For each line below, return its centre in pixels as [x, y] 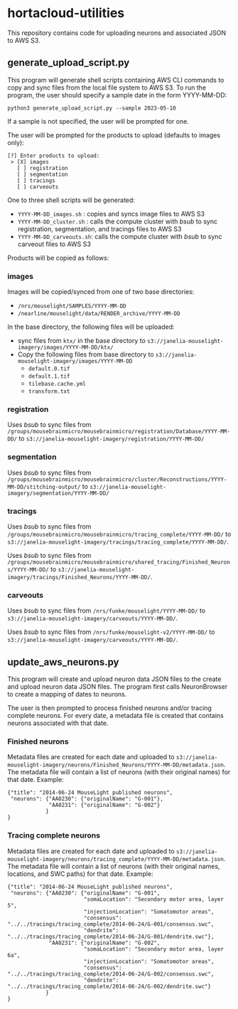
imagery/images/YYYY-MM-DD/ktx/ [65, 348]
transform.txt [49, 392]
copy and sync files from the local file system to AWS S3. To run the [107, 88]
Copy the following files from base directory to [86, 354]
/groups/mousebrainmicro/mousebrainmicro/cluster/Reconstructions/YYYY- [117, 479]
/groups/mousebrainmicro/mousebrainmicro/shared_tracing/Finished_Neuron [119, 562]
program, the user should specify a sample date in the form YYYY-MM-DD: [117, 95]
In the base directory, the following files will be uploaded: [91, 327]
